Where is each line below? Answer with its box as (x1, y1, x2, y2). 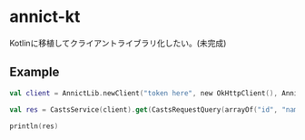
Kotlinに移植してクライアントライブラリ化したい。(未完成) (9, 37, 227, 48)
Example (9, 65, 60, 80)
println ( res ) (9, 121, 59, 131)
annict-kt (9, 6, 81, 27)
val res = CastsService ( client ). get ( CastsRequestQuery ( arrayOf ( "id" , (9, 105, 279, 115)
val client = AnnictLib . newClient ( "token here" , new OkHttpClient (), (9, 88, 279, 97)
